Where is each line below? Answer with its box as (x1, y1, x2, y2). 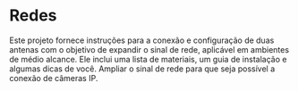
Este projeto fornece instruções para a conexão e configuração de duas (9, 35, 275, 45)
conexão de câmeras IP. (9, 72, 98, 83)
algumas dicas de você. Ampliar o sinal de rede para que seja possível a (9, 63, 276, 74)
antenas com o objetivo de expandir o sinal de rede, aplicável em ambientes (9, 44, 289, 54)
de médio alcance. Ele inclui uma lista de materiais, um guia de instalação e (9, 54, 287, 64)
